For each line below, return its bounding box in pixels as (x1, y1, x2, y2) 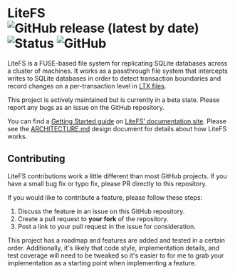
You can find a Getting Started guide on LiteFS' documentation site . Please (7, 116, 226, 126)
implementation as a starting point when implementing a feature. (7, 258, 197, 267)
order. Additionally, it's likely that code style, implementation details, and (7, 243, 220, 252)
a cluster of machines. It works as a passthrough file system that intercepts (7, 66, 228, 75)
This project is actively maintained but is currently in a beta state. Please (7, 95, 220, 104)
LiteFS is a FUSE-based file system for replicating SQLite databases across (7, 59, 228, 67)
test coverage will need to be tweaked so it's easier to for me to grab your (7, 251, 224, 260)
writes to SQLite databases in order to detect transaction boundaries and (7, 73, 221, 83)
